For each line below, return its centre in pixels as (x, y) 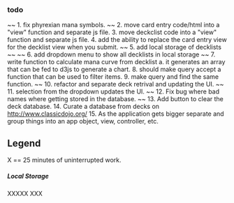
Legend (24, 143)
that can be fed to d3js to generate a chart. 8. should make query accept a (114, 69)
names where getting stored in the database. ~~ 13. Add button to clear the (115, 99)
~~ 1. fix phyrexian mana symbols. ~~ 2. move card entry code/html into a (114, 25)
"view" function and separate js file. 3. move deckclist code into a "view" (112, 32)
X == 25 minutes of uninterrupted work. (64, 160)
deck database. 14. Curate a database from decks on (83, 107)
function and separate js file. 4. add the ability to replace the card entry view (117, 40)
